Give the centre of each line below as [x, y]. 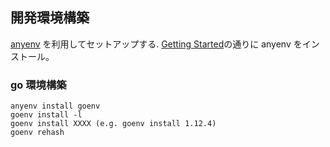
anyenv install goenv [55, 106]
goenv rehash [37, 133]
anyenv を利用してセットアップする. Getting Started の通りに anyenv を [156, 44]
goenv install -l [46, 115]
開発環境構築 [50, 18]
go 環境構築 [38, 85]
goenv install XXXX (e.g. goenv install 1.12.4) [113, 124]
